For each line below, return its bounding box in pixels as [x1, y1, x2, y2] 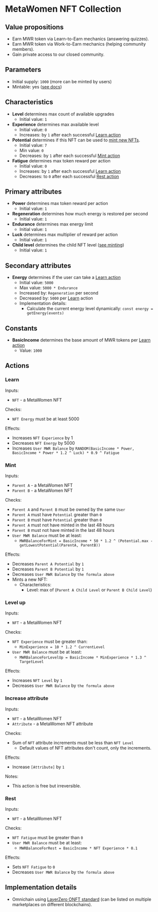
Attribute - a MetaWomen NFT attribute [12, 721, 94, 727]
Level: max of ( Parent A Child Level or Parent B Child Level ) [26, 587, 152, 593]
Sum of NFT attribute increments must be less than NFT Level [12, 740, 134, 746]
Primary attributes [5, 187, 62, 196]
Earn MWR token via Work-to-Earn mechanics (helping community [12, 41, 146, 47]
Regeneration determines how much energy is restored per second [12, 211, 148, 217]
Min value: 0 [19, 147, 44, 153]
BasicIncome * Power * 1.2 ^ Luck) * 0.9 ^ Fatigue [12, 450, 119, 456]
